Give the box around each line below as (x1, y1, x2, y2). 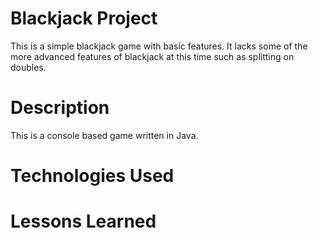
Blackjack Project (10, 7, 158, 30)
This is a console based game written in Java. (10, 129, 199, 141)
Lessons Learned (10, 210, 157, 233)
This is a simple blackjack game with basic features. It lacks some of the (10, 40, 308, 52)
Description (10, 97, 110, 119)
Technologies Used (10, 165, 175, 187)
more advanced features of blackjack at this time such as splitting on (10, 50, 295, 62)
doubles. (10, 61, 47, 73)
